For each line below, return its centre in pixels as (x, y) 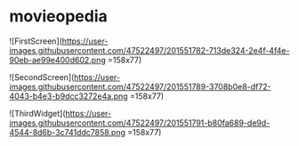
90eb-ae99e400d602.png (58, 60)
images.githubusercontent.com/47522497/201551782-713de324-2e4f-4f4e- (149, 50)
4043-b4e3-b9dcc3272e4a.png (69, 96)
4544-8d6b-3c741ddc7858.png (68, 132)
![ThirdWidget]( (37, 113)
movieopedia (59, 16)
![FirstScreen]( (36, 41)
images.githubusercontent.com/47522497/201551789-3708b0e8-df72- (140, 86)
